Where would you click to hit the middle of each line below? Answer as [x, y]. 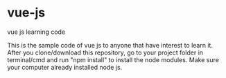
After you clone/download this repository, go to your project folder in [105, 52]
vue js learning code [36, 32]
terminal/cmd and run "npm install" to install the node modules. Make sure [113, 59]
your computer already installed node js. [65, 67]
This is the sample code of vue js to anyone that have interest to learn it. [110, 45]
